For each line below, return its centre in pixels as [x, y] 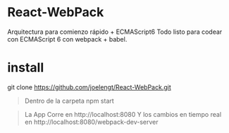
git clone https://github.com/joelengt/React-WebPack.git [89, 87]
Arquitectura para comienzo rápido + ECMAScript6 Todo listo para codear [115, 32]
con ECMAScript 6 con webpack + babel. [67, 39]
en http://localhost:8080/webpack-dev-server [91, 122]
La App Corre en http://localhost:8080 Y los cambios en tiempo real [123, 114]
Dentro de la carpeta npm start [69, 101]
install [26, 68]
